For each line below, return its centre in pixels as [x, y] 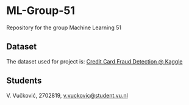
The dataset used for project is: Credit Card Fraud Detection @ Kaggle [94, 61]
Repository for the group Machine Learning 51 [64, 27]
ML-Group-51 [41, 11]
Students [24, 81]
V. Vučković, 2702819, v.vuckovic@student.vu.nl [67, 95]
